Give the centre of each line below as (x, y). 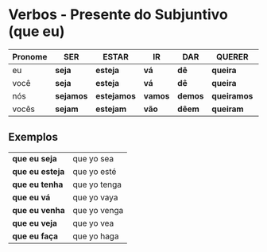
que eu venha (39, 210)
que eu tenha (38, 184)
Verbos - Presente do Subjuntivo (118, 15)
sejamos (72, 95)
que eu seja (35, 158)
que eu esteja (39, 171)
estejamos (116, 95)
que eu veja (35, 223)
